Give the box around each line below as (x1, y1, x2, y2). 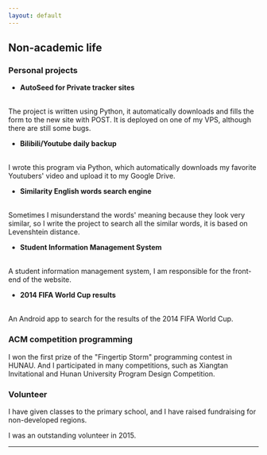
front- (232, 267, 252, 276)
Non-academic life (8, 41, 103, 55)
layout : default (8, 11, 62, 20)
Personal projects (8, 64, 78, 75)
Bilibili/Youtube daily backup (19, 139, 117, 148)
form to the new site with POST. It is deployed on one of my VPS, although (8, 115, 252, 125)
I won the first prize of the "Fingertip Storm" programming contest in (8, 352, 233, 361)
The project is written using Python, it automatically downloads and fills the (8, 106, 254, 116)
